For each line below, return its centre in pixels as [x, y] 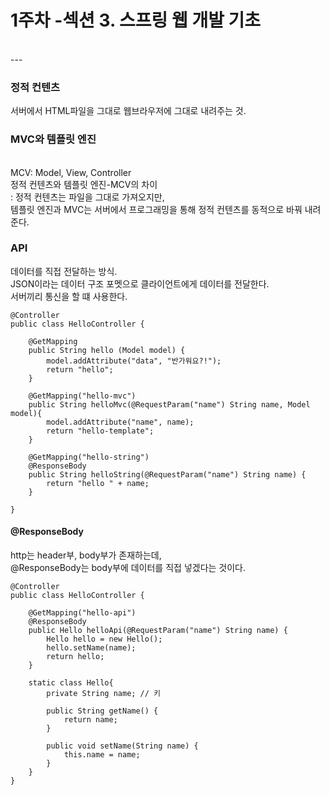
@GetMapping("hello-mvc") [82, 396]
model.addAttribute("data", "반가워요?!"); [134, 361]
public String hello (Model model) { [107, 350]
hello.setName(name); [91, 648]
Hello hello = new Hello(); [104, 639]
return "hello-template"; [100, 431]
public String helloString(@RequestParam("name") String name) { [167, 474]
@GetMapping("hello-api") [82, 613]
